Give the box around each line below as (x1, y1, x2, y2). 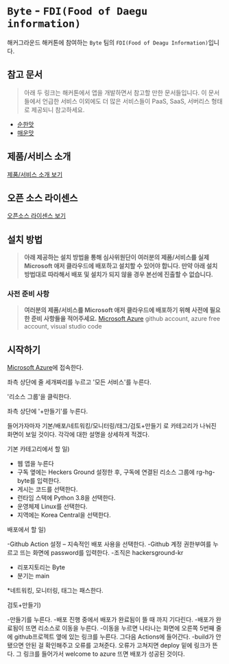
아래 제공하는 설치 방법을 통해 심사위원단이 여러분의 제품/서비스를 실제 (23, 253, 210, 261)
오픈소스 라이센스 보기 (7, 212, 67, 220)
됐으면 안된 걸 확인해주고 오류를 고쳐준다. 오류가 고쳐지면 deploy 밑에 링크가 (7, 641, 211, 650)
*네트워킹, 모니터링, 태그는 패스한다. (7, 586, 104, 595)
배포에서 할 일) (7, 525, 47, 534)
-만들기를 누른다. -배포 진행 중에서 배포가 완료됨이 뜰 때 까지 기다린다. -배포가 (7, 615, 215, 624)
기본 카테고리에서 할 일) (7, 445, 70, 453)
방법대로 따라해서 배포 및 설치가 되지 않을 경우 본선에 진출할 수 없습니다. (23, 270, 214, 278)
